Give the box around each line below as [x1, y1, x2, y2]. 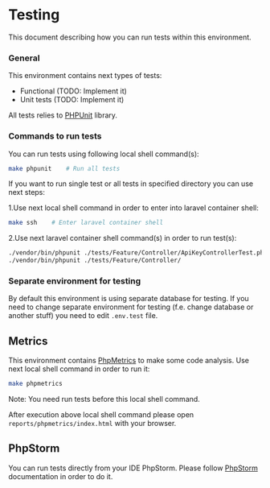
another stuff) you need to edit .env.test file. [8, 311, 158, 321]
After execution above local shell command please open [8, 410, 194, 420]
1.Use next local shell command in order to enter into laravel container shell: [8, 203, 259, 213]
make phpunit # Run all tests [8, 164, 121, 172]
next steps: [8, 188, 46, 197]
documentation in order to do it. [8, 471, 113, 481]
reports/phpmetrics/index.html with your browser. [8, 419, 177, 428]
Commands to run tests [8, 130, 102, 142]
